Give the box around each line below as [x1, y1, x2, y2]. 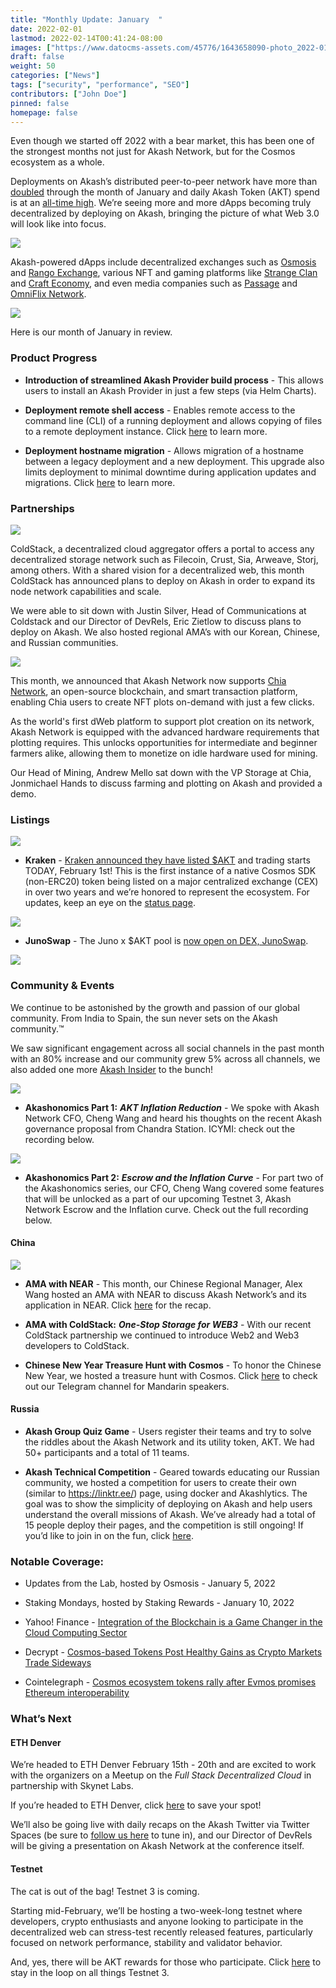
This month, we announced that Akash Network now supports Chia [10, 674, 287, 686]
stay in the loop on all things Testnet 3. [10, 1966, 170, 1978]
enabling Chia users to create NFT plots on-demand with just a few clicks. [10, 696, 315, 708]
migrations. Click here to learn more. [24, 476, 176, 488]
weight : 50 [10, 61, 56, 71]
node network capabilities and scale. [10, 585, 162, 597]
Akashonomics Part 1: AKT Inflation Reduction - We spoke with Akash [24, 1101, 320, 1113]
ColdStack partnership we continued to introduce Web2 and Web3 [24, 1329, 300, 1341]
